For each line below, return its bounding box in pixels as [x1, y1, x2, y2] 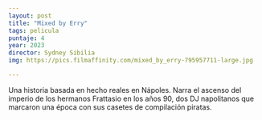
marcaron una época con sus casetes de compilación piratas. [8, 102, 212, 112]
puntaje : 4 [8, 34, 45, 42]
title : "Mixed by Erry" [8, 19, 88, 27]
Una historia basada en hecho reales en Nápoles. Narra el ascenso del [8, 85, 242, 94]
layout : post [8, 11, 52, 20]
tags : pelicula [8, 26, 59, 34]
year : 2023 [8, 42, 45, 50]
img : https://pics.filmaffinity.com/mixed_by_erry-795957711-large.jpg [8, 57, 253, 65]
